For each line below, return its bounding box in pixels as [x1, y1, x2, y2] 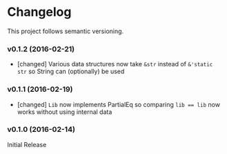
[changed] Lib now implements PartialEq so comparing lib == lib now [17, 100, 221, 108]
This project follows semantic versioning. [7, 27, 124, 35]
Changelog [7, 4, 72, 20]
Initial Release [7, 140, 47, 148]
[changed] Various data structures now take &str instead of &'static [17, 60, 213, 68]
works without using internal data [17, 108, 112, 116]
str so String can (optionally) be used [17, 67, 125, 76]
